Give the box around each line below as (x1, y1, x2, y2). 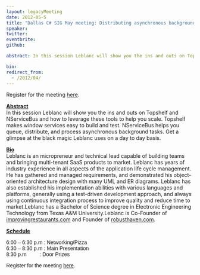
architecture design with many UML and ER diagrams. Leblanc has (27, 178, 191, 185)
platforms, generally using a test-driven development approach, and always (6, 191, 192, 198)
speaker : (6, 25, 28, 32)
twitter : (6, 31, 28, 37)
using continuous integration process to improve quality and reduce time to (6, 197, 190, 204)
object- (173, 172, 192, 179)
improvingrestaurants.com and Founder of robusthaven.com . (6, 216, 156, 223)
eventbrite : (6, 36, 36, 42)
